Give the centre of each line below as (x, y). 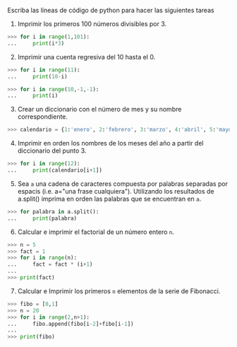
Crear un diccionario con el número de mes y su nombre (99, 110)
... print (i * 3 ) (36, 43)
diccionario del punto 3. (52, 151)
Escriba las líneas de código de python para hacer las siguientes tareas (111, 10)
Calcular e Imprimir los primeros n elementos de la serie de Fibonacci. (119, 291)
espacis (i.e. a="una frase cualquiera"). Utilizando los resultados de (116, 191)
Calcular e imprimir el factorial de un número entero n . (96, 232)
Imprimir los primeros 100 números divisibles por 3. (92, 24)
